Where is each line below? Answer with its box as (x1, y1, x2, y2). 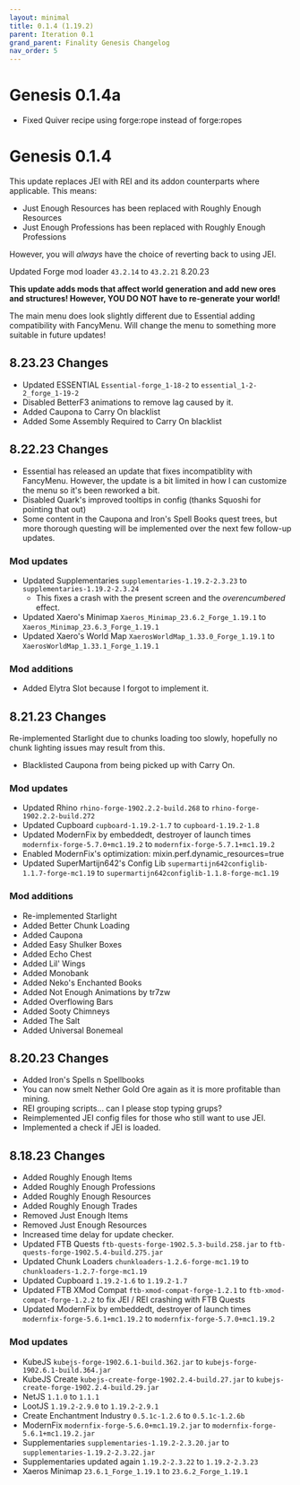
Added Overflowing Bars (21, 996, 114, 1007)
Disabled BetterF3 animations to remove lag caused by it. (21, 397, 234, 407)
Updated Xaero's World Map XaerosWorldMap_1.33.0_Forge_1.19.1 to (21, 630, 275, 642)
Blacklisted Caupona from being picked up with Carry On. (21, 760, 236, 771)
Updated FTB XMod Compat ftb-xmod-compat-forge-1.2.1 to (21, 1285, 247, 1296)
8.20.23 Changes (9, 1051, 109, 1066)
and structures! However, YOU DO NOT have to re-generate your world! (9, 293, 280, 303)
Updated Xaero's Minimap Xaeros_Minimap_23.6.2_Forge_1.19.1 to (21, 611, 267, 622)
